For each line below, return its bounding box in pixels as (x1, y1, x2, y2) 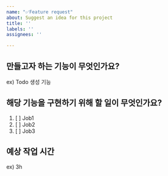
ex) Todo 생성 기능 (6, 78, 52, 85)
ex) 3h (6, 163, 23, 171)
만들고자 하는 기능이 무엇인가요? (6, 61, 120, 71)
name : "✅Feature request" (6, 9, 73, 15)
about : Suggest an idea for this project (6, 15, 113, 21)
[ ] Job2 (15, 121, 35, 128)
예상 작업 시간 (6, 147, 55, 157)
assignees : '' (6, 32, 43, 38)
